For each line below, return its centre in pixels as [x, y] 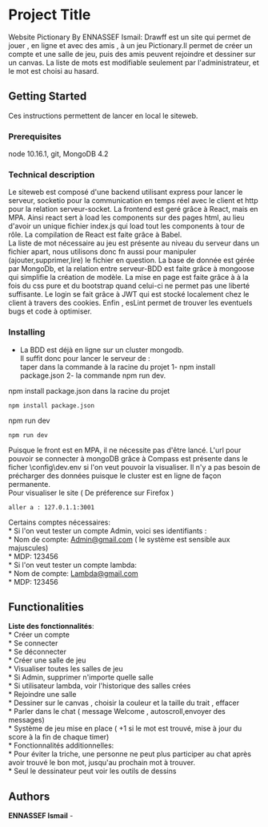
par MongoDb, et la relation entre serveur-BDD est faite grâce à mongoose [131, 269]
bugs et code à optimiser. [50, 311]
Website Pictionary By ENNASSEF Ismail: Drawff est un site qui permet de [130, 37]
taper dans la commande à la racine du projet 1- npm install [118, 367]
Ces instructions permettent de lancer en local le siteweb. [103, 116]
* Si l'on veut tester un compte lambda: [73, 565]
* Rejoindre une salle [42, 695]
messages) [27, 720]
